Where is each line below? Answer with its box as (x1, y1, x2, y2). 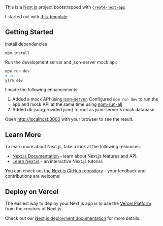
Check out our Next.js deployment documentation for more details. (5, 215, 141, 221)
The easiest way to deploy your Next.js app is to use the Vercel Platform (5, 200, 152, 206)
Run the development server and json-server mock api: (5, 59, 117, 65)
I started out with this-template (5, 14, 68, 19)
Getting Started (5, 28, 54, 36)
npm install (5, 50, 30, 56)
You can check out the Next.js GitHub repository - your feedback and (5, 168, 146, 174)
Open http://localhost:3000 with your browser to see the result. (5, 116, 134, 122)
